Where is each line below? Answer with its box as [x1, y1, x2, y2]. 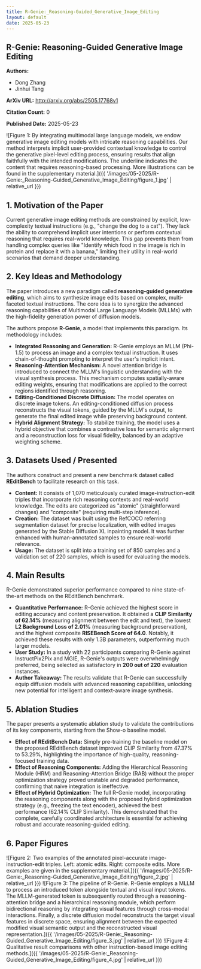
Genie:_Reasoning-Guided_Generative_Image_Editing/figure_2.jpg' [6, 873, 170, 881]
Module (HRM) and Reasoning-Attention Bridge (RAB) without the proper [14, 770, 194, 777]
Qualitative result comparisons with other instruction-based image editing [6, 943, 188, 950]
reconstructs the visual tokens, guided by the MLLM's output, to [14, 406, 173, 413]
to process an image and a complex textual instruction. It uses [25, 349, 178, 356]
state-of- [163, 586, 187, 593]
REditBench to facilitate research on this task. [6, 478, 120, 485]
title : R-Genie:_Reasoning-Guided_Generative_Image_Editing [6, 8, 160, 15]
